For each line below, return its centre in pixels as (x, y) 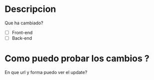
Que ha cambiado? (24, 23)
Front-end (22, 32)
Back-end (22, 38)
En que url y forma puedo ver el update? (46, 72)
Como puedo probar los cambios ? (77, 59)
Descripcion (30, 9)
